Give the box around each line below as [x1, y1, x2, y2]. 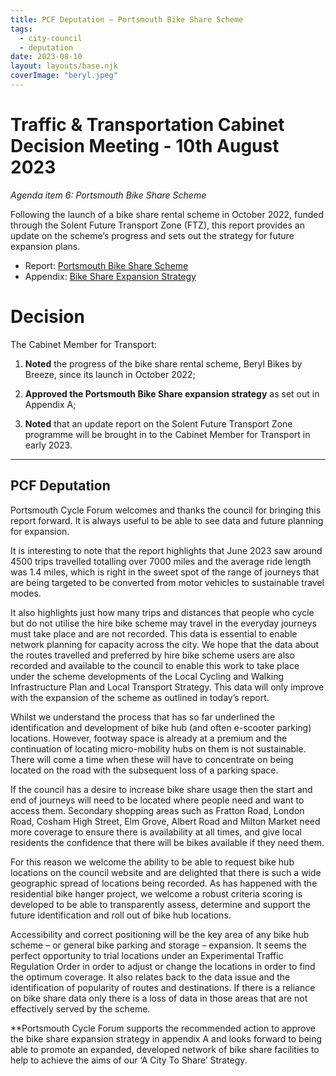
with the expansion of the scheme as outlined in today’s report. [10, 691, 270, 703]
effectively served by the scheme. [10, 1002, 151, 1015]
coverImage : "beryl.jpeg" [10, 71, 118, 81]
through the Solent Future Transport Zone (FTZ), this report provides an [10, 219, 305, 231]
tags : [10, 24, 33, 34]
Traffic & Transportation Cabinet [10, 114, 285, 136]
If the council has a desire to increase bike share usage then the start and [10, 783, 313, 795]
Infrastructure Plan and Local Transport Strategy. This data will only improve [10, 681, 325, 693]
